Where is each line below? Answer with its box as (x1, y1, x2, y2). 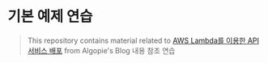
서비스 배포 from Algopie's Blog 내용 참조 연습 (27, 45, 176, 55)
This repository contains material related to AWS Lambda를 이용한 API (27, 36, 260, 45)
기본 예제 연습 (7, 7, 93, 26)
